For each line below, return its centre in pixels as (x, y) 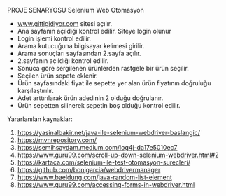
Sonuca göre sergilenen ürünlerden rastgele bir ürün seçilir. (103, 68)
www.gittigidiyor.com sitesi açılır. (65, 23)
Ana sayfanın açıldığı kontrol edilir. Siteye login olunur (94, 31)
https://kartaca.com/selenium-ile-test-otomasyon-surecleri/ (104, 162)
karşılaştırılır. (36, 91)
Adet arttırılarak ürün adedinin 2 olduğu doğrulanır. (90, 98)
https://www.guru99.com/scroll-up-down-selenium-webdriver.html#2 (118, 155)
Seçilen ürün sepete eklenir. (57, 76)
